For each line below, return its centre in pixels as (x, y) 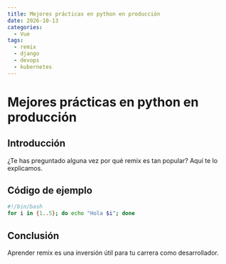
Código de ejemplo (50, 190)
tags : (15, 41)
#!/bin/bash (25, 207)
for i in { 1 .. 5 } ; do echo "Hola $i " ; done (71, 213)
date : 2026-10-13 (33, 21)
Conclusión (33, 236)
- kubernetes (33, 67)
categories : (25, 27)
